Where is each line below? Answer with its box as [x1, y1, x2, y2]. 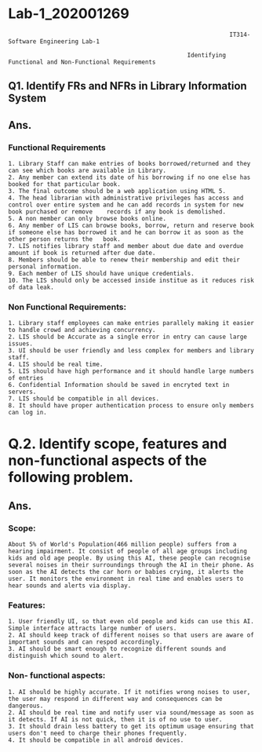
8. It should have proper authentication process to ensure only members [8, 402, 255, 410]
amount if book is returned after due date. [8, 249, 156, 257]
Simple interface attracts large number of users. [8, 625, 177, 633]
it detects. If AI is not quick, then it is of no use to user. [8, 715, 223, 723]
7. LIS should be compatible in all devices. [8, 395, 159, 403]
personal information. [8, 263, 82, 271]
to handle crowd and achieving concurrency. [8, 327, 156, 334]
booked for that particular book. [8, 181, 122, 188]
